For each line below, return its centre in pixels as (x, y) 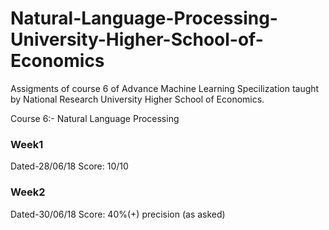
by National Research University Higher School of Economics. (137, 99)
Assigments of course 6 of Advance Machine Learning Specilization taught (165, 88)
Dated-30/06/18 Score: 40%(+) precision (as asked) (118, 214)
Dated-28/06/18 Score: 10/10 (69, 166)
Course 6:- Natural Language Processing (95, 118)
